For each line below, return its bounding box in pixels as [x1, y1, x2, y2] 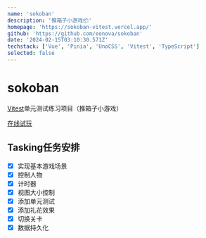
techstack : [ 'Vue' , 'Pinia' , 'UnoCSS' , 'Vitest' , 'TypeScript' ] [7, 43, 200, 50]
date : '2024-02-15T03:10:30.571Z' [7, 37, 109, 44]
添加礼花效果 [17, 206, 55, 214]
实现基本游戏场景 [17, 161, 67, 170]
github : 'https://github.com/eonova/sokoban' [7, 30, 143, 37]
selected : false [7, 50, 55, 57]
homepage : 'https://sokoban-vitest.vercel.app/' [7, 23, 153, 30]
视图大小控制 [17, 188, 55, 196]
